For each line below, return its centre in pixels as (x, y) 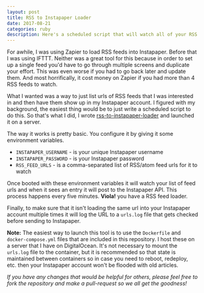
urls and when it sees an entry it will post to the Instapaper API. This (92, 190)
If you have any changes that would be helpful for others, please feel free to (102, 277)
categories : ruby (29, 29)
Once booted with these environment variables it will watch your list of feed (101, 183)
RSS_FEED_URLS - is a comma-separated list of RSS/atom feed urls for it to (107, 165)
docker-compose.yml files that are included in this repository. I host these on (101, 239)
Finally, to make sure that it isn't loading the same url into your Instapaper (99, 208)
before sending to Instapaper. (44, 221)
